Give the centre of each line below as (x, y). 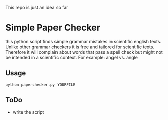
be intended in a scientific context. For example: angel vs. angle (71, 57)
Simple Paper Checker (53, 28)
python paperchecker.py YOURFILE (40, 85)
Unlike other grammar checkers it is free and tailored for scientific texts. (80, 47)
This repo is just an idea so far (37, 7)
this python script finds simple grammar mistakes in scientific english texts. (83, 41)
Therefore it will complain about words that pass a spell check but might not (84, 52)
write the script (28, 112)
